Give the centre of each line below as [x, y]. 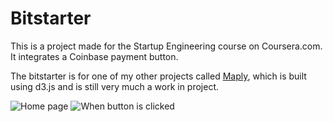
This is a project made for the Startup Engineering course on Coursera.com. [166, 46]
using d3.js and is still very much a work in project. [115, 86]
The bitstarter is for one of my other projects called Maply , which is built [158, 76]
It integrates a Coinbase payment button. [94, 56]
